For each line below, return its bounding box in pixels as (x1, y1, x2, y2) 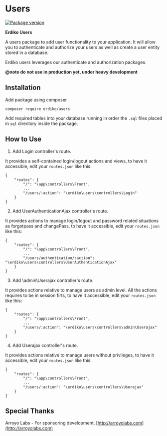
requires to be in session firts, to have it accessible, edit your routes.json (5, 292, 156, 298)
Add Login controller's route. (12, 148, 71, 154)
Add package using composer (5, 96, 67, 102)
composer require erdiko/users (5, 106, 70, 111)
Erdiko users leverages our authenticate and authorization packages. (5, 59, 147, 65)
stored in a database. (5, 49, 49, 55)
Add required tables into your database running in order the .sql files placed (5, 115, 163, 121)
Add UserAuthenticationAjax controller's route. (12, 208, 109, 214)
